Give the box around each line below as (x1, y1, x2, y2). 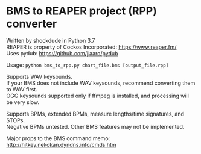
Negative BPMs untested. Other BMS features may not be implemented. (6, 123, 185, 130)
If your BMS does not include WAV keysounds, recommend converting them (6, 79, 196, 87)
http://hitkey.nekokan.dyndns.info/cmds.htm (6, 141, 116, 148)
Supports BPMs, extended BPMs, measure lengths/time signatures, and (6, 110, 185, 117)
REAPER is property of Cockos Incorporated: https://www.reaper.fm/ (6, 43, 177, 51)
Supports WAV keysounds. (6, 73, 72, 80)
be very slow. (6, 98, 40, 106)
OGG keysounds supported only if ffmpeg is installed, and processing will (6, 92, 189, 99)
